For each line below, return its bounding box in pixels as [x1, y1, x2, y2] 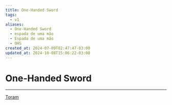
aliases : [5, 22, 24, 27]
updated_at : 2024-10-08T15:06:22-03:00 [5, 50, 91, 55]
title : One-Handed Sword [5, 7, 58, 13]
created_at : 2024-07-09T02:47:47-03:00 [5, 46, 91, 51]
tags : [5, 12, 17, 17]
